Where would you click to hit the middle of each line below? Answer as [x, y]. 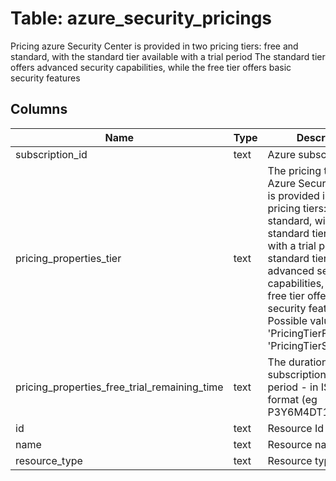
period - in [293, 387]
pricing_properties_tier [68, 258]
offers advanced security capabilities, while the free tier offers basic [151, 67]
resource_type [49, 460]
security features [45, 78]
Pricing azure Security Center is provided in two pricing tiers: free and [154, 46]
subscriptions [299, 374]
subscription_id [51, 154]
